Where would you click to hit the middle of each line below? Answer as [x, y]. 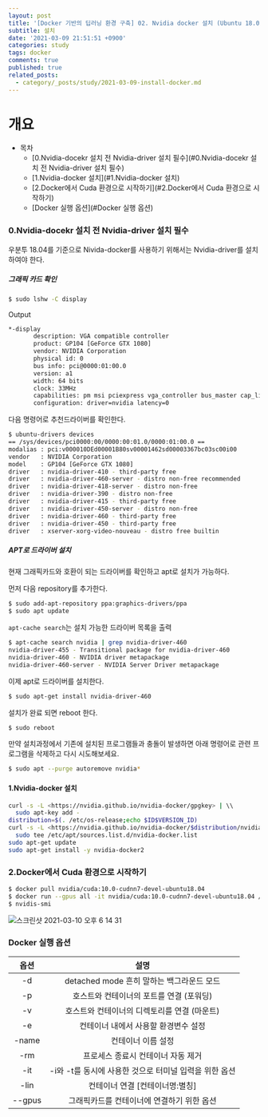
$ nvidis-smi [30, 904]
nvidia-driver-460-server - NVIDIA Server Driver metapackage [114, 665]
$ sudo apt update [39, 612]
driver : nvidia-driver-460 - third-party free [93, 516]
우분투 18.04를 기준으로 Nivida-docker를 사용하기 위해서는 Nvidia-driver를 [126, 249]
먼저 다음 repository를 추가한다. [58, 588]
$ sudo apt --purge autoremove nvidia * [75, 769]
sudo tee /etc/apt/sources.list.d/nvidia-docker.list [106, 835]
